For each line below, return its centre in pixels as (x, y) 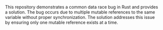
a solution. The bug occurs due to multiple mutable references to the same (80, 12)
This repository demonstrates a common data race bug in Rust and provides (82, 7)
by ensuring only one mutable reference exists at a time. (61, 22)
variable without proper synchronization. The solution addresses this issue (80, 17)
